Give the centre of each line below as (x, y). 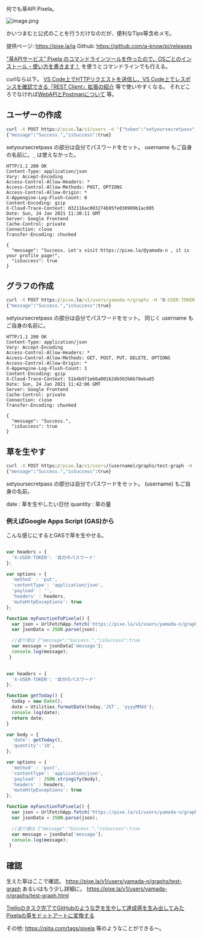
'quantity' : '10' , (33, 746)
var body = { (23, 735)
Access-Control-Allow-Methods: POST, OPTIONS (64, 187)
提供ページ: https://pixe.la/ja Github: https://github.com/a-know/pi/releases (99, 46)
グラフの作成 (30, 285)
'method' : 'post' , (36, 768)
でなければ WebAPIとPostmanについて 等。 (64, 94)
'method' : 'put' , (35, 579)
